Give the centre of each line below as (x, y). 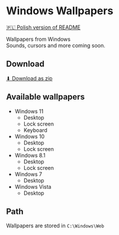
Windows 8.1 (30, 155)
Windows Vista (33, 186)
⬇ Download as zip (29, 78)
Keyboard (35, 130)
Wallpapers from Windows (38, 39)
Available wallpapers (45, 97)
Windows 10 (30, 136)
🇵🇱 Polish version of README (44, 27)
